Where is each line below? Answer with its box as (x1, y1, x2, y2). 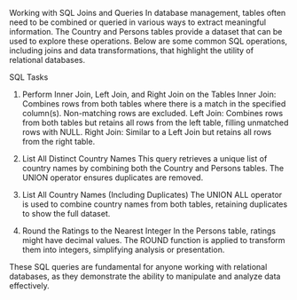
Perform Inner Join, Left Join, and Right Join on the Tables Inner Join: (21, 89, 277, 99)
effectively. (9, 280, 51, 291)
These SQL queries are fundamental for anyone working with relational (9, 262, 268, 272)
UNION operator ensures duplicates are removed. (21, 172, 204, 183)
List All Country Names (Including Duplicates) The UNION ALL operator (21, 190, 283, 200)
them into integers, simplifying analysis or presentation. (21, 244, 225, 255)
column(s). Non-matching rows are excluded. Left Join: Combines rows (21, 108, 284, 118)
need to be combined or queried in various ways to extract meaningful (9, 17, 267, 28)
